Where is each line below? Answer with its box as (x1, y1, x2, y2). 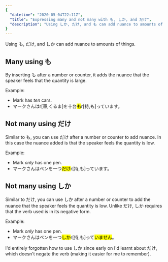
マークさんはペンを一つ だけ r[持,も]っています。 (12, 165, 112, 171)
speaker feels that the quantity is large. (5, 77, 87, 83)
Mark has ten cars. (12, 97, 52, 103)
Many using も (5, 57, 52, 66)
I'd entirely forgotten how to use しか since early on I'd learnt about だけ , (5, 245, 157, 251)
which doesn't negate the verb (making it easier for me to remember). (5, 250, 151, 257)
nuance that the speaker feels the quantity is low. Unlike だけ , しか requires (5, 202, 162, 209)
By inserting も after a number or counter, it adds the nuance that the (5, 72, 150, 78)
